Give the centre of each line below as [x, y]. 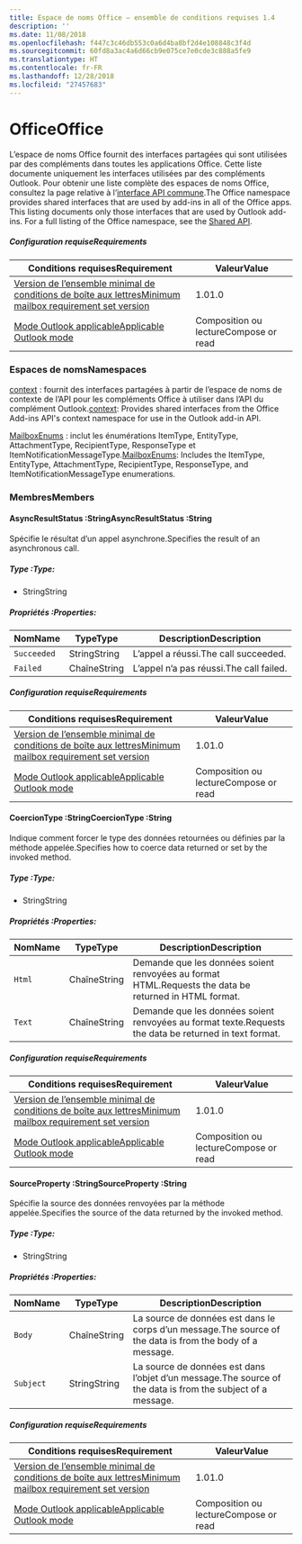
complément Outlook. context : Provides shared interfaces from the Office [144, 408]
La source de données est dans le [204, 1318]
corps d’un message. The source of [206, 1330]
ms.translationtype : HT [54, 59]
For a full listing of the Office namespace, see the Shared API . [139, 221]
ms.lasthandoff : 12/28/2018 [62, 77]
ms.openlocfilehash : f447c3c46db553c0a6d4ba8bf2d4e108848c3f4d [130, 43]
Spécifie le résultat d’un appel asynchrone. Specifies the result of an [135, 538]
